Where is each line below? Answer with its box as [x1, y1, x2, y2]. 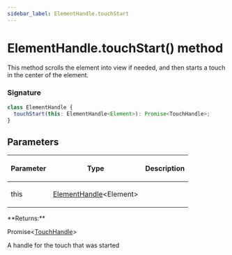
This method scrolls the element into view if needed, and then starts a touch [7, 63, 226, 72]
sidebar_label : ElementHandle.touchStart [7, 10, 130, 17]
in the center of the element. [7, 70, 89, 79]
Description [145, 164, 185, 173]
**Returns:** [7, 214, 46, 223]
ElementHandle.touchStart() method [7, 40, 224, 56]
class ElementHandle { [7, 104, 73, 111]
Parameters [7, 136, 59, 148]
